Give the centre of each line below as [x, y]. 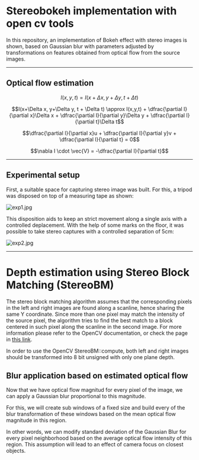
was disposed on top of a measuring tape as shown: [70, 196]
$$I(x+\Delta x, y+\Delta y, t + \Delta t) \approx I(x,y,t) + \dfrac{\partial [97, 109]
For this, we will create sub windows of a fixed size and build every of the [96, 408]
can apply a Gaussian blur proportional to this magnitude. [76, 396]
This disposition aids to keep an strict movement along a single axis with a [97, 218]
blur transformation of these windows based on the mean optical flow [91, 414]
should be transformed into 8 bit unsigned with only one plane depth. [90, 357]
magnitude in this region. [36, 420]
